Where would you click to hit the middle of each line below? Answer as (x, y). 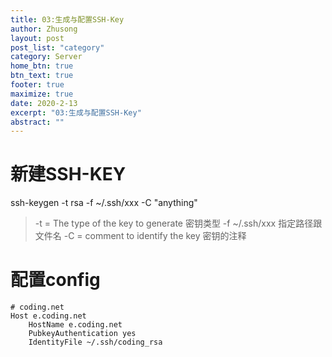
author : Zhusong (44, 29)
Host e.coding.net (48, 316)
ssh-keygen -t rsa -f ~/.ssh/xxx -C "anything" (104, 203)
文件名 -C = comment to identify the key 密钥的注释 (140, 236)
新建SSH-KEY (68, 174)
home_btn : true (42, 66)
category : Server (46, 57)
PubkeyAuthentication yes (82, 334)
